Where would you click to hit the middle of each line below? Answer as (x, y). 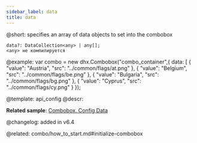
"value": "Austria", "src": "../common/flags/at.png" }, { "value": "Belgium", (97, 68)
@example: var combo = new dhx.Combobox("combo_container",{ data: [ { (99, 62)
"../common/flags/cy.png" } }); (43, 87)
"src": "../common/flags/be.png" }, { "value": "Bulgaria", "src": (83, 74)
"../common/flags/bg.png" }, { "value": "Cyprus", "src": (74, 81)
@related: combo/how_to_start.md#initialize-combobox (75, 133)
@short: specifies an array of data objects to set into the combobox (90, 34)
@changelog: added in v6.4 (40, 122)
